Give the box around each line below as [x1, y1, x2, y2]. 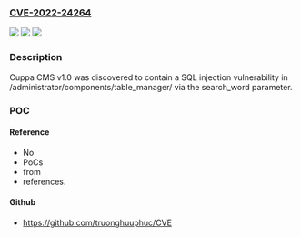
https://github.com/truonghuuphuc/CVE [22, 217, 173, 228]
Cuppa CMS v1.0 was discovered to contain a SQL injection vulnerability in [9, 71, 288, 83]
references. [22, 176, 66, 187]
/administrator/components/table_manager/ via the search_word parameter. [9, 81, 293, 92]
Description [9, 51, 63, 64]
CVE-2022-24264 [9, 6, 92, 19]
